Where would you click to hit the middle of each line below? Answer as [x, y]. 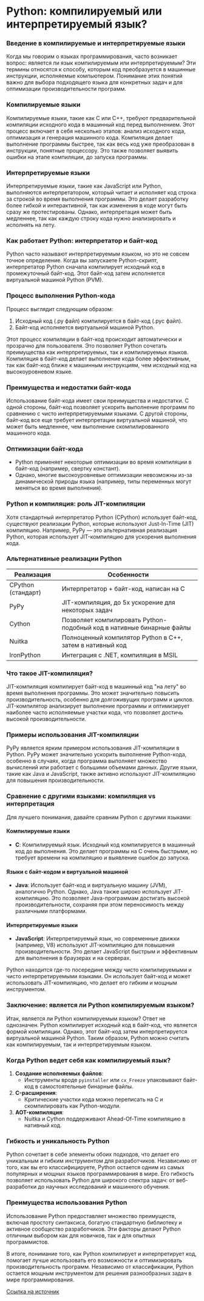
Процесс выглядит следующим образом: [60, 309]
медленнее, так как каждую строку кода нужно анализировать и [91, 218]
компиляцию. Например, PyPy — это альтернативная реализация [92, 530]
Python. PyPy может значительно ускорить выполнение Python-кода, [97, 754]
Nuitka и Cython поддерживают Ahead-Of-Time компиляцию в [105, 1119]
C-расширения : [36, 1092]
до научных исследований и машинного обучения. [104, 1187]
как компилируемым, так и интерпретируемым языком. [79, 1044]
